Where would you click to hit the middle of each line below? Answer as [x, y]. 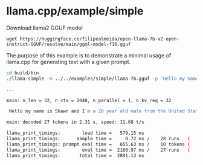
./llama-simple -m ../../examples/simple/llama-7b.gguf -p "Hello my [96, 79]
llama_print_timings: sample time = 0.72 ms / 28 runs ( [98, 139]
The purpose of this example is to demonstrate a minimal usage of [89, 55]
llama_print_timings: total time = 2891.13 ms [76, 155]
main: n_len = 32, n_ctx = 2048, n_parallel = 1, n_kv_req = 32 [89, 100]
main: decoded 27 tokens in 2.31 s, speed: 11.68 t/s [76, 122]
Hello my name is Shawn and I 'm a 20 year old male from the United [97, 111]
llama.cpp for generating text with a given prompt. [69, 62]
